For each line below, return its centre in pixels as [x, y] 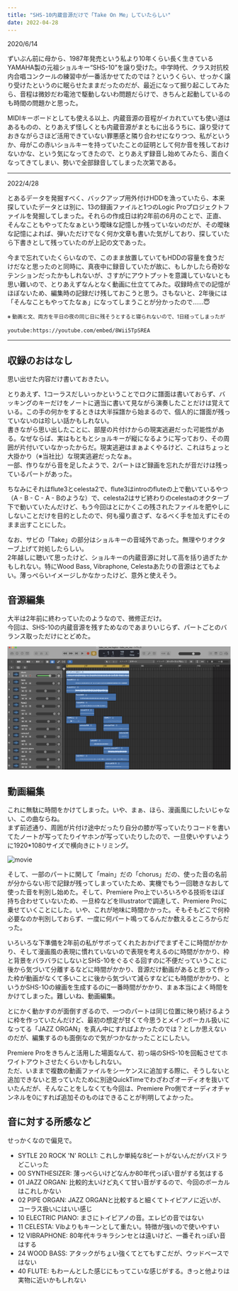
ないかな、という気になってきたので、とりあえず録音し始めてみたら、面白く [119, 154]
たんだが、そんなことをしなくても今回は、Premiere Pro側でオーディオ [115, 1088]
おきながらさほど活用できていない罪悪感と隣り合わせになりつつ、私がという [119, 136]
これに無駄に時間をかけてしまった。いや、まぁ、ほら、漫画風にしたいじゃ [116, 810]
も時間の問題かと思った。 [45, 102]
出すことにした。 [44, 525]
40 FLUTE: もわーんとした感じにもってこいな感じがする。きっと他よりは [124, 1271]
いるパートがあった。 [44, 474]
